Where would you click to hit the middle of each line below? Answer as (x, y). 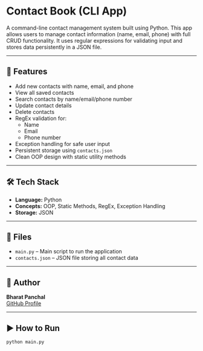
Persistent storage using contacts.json (64, 150)
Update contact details (43, 105)
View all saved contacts (44, 92)
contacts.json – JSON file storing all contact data (77, 258)
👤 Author (23, 283)
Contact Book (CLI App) (67, 11)
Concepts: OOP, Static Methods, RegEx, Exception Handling (90, 206)
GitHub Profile (24, 303)
